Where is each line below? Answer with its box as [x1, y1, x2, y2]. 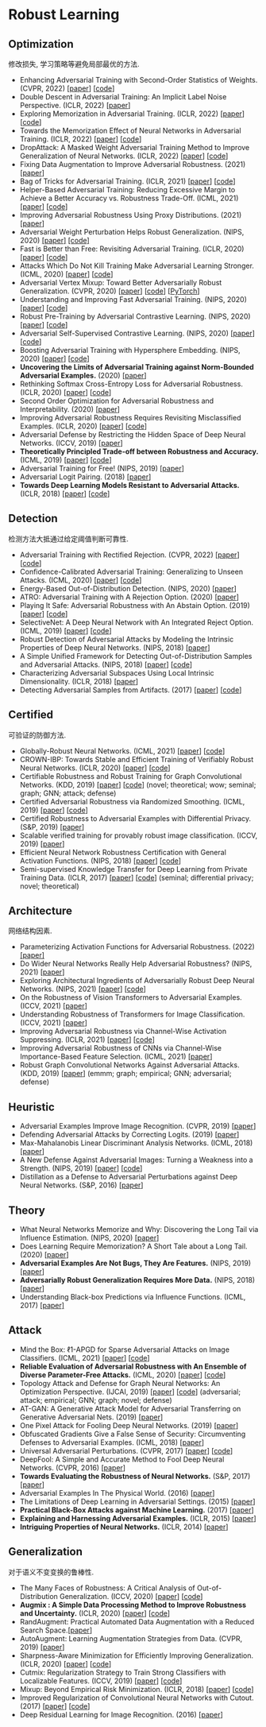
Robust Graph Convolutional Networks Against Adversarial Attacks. [19, 1060, 240, 1070]
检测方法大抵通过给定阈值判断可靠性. [8, 534, 129, 544]
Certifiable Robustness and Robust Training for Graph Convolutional [19, 771, 242, 780]
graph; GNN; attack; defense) [19, 788, 117, 798]
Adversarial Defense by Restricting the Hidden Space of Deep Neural [19, 430, 246, 439]
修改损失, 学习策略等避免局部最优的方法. [8, 60, 141, 68]
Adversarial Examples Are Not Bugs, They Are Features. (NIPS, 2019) [19, 1258, 252, 1268]
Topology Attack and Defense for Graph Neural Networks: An [19, 1378, 221, 1388]
